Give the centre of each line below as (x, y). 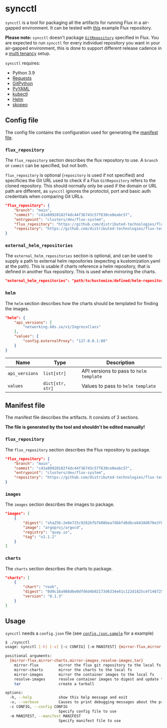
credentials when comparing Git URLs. (44, 196)
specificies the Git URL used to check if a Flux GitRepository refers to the (81, 181)
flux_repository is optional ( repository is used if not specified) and (75, 175)
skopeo (20, 104)
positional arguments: (29, 656)
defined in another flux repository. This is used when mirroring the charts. (81, 272)
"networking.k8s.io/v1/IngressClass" (62, 327)
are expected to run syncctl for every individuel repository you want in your (83, 42)
